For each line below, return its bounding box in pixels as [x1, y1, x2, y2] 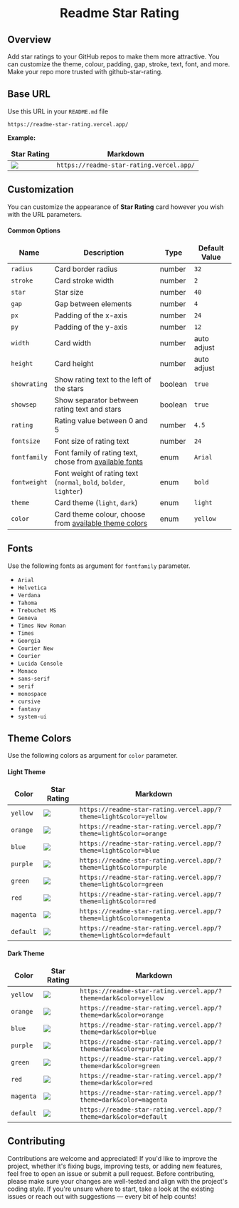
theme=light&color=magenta [79, 914, 171, 922]
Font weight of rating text [54, 468, 139, 478]
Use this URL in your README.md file [7, 107, 109, 116]
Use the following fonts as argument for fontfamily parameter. [7, 562, 191, 570]
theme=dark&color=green [79, 1062, 160, 1070]
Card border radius [54, 264, 118, 274]
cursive [17, 698, 41, 705]
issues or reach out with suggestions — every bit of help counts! [7, 1192, 197, 1200]
